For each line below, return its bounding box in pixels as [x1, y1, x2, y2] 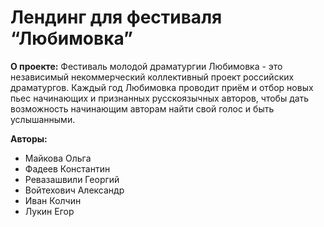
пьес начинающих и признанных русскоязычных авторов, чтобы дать [10, 92, 310, 104]
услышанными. [10, 113, 76, 125]
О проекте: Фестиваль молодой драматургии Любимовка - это [10, 60, 283, 72]
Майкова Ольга [24, 152, 92, 164]
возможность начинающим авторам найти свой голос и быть [10, 102, 275, 115]
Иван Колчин [24, 194, 82, 206]
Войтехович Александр [24, 184, 125, 196]
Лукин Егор [24, 205, 75, 217]
